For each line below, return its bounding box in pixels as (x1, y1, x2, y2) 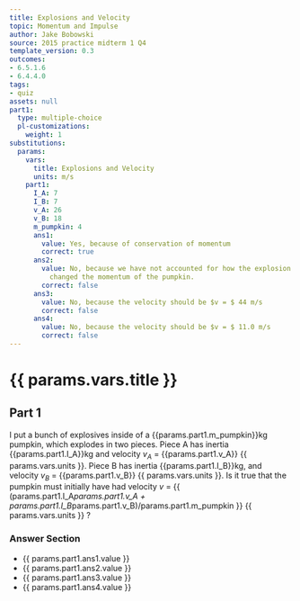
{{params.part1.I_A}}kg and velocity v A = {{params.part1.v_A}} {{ (9, 448, 247, 462)
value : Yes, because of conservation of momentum (41, 239, 231, 248)
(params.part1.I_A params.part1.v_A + (9, 491, 146, 502)
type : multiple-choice (17, 113, 102, 122)
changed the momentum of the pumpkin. (49, 273, 195, 282)
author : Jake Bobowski (9, 30, 94, 39)
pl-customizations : (17, 122, 91, 131)
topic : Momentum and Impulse (9, 22, 119, 31)
